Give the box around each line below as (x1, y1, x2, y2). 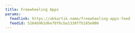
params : (5, 12, 21, 16)
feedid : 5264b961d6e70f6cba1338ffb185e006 (9, 20, 99, 26)
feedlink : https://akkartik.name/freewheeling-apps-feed (9, 16, 131, 21)
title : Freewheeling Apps (5, 7, 59, 12)
